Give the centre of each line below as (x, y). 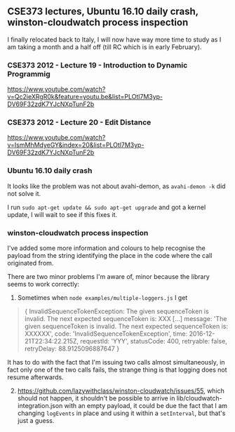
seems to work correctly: (43, 284)
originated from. (31, 263)
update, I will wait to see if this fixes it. (62, 214)
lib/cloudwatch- (199, 398)
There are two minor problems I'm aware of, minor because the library (109, 276)
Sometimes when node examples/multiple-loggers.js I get (102, 297)
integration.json (40, 406)
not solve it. (24, 193)
